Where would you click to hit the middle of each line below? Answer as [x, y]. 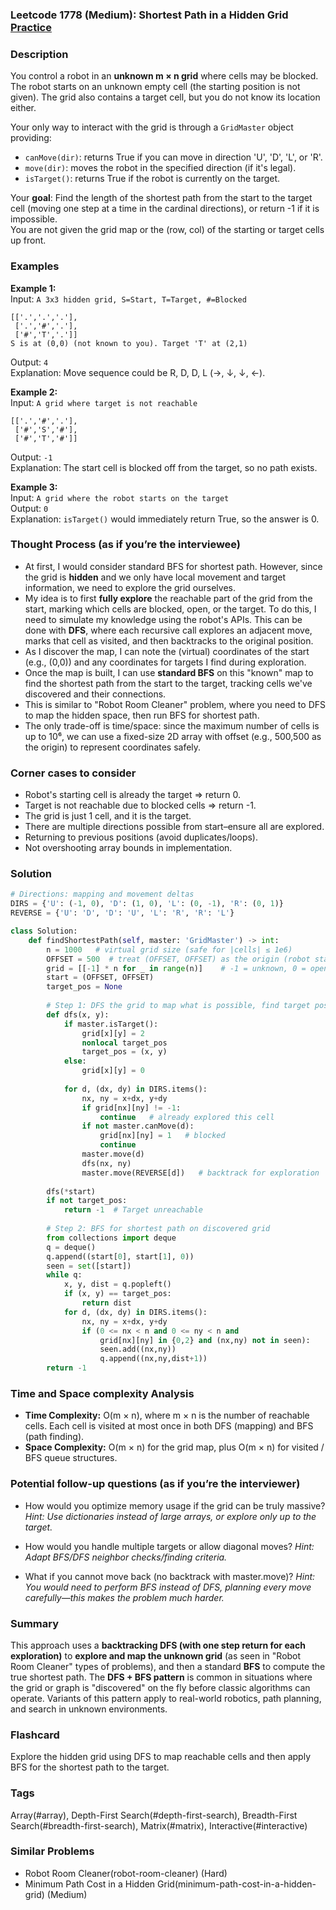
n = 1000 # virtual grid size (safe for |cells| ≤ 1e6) [169, 949]
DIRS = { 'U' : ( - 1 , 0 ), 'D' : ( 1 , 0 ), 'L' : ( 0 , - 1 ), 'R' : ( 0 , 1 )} [147, 904]
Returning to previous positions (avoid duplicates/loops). [141, 837]
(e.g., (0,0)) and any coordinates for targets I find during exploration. [165, 662]
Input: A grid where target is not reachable [104, 402]
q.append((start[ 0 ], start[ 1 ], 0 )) [120, 1256]
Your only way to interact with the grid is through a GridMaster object [152, 127]
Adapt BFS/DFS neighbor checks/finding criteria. [126, 1557]
